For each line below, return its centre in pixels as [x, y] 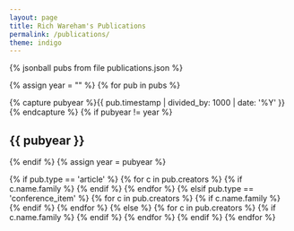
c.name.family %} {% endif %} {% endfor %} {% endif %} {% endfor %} [143, 218]
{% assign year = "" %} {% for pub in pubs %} [95, 85]
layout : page [34, 17]
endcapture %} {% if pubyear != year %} [97, 112]
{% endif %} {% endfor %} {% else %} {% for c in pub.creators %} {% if [143, 208]
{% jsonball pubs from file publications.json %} [96, 68]
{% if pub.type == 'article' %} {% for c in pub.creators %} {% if [126, 179]
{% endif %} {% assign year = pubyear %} [88, 162]
